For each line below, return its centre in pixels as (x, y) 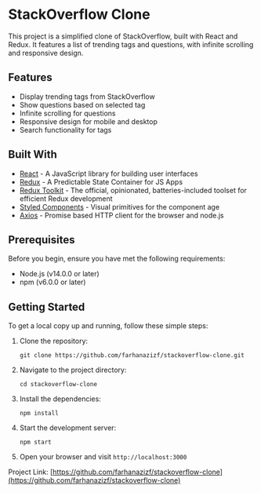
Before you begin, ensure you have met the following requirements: (117, 259)
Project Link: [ (31, 472)
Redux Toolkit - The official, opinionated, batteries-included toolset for (133, 190)
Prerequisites (42, 240)
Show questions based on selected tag (82, 104)
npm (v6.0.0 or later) (53, 282)
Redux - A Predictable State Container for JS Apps (101, 181)
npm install (39, 414)
